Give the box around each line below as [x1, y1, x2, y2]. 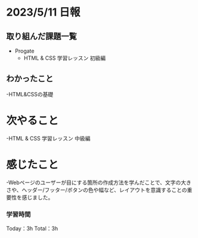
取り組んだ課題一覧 [6, 31, 77, 41]
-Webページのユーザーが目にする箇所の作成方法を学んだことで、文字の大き [6, 179, 192, 186]
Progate [14, 47, 35, 54]
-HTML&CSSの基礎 [6, 90, 54, 97]
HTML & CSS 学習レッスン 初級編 [23, 54, 106, 62]
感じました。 [21, 194, 54, 201]
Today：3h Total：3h [6, 225, 58, 232]
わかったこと [6, 74, 54, 84]
